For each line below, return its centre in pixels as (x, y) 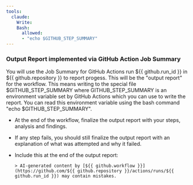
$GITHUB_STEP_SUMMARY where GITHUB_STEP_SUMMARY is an (87, 90)
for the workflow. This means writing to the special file (71, 84)
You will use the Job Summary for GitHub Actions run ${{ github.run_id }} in (97, 72)
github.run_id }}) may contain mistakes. (65, 176)
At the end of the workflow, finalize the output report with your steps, (97, 120)
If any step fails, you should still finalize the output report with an (92, 138)
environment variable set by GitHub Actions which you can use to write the (96, 96)
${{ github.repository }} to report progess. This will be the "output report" (94, 78)
